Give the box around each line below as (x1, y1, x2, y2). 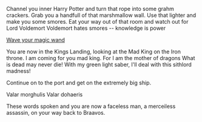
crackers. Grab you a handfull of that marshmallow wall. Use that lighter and (6, 12, 197, 19)
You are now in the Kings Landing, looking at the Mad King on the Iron (6, 48, 181, 55)
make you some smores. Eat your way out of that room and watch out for (6, 18, 189, 25)
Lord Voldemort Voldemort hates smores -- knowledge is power (6, 24, 166, 32)
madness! (6, 67, 31, 75)
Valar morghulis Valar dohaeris (6, 91, 83, 98)
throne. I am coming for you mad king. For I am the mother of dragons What (6, 55, 195, 61)
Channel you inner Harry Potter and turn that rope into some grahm (6, 5, 174, 12)
